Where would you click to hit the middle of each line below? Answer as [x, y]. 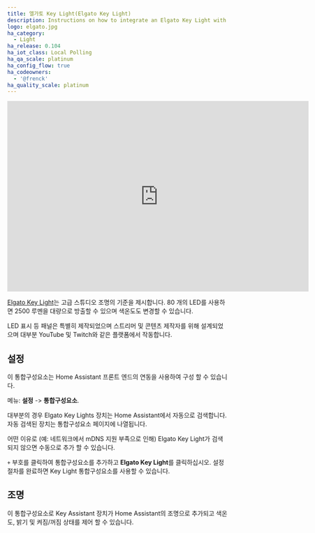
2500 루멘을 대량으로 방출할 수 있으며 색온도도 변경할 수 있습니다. [104, 311]
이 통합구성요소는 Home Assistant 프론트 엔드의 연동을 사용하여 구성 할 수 [108, 377]
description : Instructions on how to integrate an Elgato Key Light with [117, 20]
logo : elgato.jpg [32, 27]
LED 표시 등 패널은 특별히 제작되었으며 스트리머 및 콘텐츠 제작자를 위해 [103, 326]
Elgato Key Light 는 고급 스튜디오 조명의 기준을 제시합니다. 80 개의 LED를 [107, 302]
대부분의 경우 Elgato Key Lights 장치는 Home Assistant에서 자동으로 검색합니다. [117, 415]
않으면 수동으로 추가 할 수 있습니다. [67, 448]
